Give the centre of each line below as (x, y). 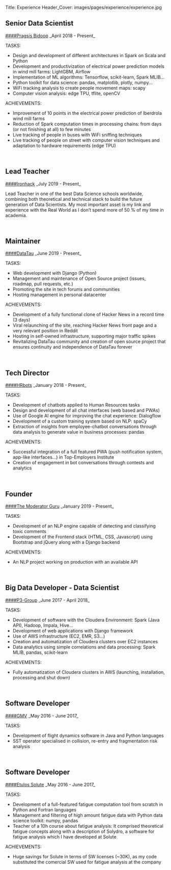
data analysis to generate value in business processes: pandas (78, 432)
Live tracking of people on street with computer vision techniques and (86, 140)
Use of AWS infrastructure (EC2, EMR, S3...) (59, 636)
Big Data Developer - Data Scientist (62, 588)
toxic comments (30, 532)
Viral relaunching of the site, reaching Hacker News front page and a (84, 325)
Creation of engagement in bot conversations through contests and (83, 463)
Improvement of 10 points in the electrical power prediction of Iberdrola (87, 113)
